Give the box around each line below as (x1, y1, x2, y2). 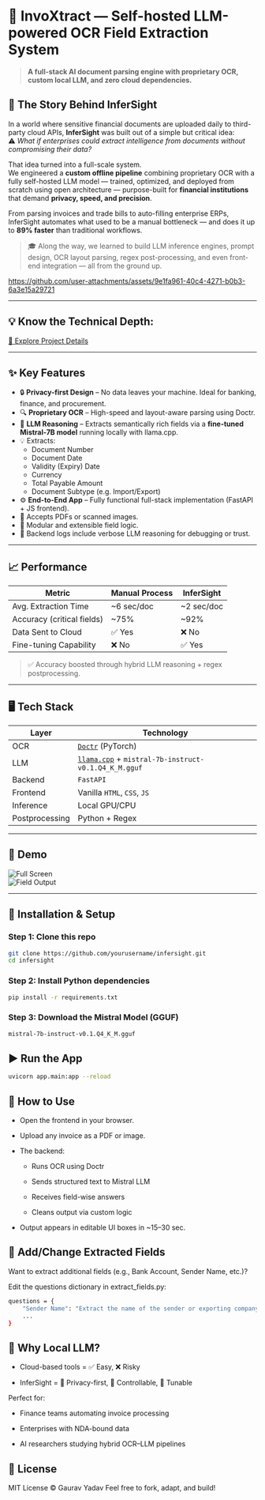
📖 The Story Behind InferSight (8, 98, 158, 111)
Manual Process (110, 588, 174, 599)
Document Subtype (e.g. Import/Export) (31, 487, 161, 496)
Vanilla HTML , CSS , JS (77, 787, 150, 797)
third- (233, 119, 252, 129)
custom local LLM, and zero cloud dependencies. (27, 75, 192, 85)
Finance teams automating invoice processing (19, 1408, 170, 1418)
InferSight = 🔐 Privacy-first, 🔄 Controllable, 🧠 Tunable (19, 1378, 193, 1388)
